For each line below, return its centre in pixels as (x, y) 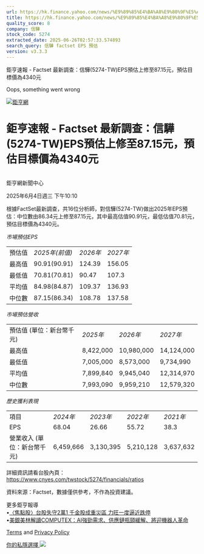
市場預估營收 (22, 314)
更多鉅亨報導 (22, 505)
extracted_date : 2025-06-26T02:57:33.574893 (63, 40)
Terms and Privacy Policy (38, 532)
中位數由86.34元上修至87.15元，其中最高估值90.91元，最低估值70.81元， (107, 216)
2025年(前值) (53, 252)
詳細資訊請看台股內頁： (36, 473)
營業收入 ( (24, 438)
